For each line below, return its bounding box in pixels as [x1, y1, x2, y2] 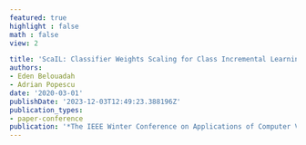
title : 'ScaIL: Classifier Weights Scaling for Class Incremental [9, 55, 267, 64]
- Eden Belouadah [9, 72, 76, 82]
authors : [9, 63, 43, 72]
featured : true [9, 13, 67, 23]
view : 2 [9, 38, 39, 48]
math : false [9, 30, 59, 39]
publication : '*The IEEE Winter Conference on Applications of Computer [9, 122, 291, 131]
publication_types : [9, 105, 84, 114]
